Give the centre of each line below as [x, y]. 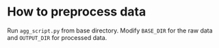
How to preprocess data [77, 12]
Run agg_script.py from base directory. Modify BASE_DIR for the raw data [110, 30]
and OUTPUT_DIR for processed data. [57, 37]
